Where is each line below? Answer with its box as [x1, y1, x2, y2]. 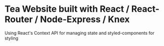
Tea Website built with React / [4, 3, 129, 15]
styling [4, 35, 18, 41]
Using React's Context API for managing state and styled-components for [4, 30, 155, 36]
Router [4, 14, 33, 25]
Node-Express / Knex [40, 14, 130, 25]
